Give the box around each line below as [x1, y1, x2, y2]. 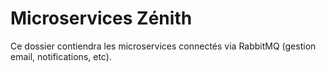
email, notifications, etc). [10, 50, 112, 62]
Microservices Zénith [10, 7, 193, 30]
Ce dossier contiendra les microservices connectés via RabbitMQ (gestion [10, 40, 317, 52]
